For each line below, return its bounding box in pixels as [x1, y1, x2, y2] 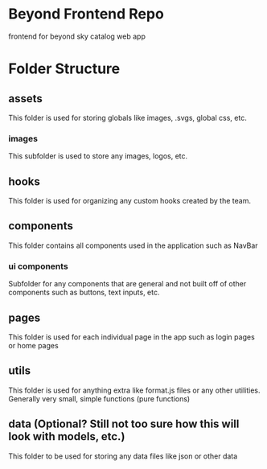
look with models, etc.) [8, 430, 125, 443]
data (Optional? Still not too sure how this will [8, 418, 240, 431]
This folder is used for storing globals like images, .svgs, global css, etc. [8, 113, 247, 122]
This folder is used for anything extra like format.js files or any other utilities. [8, 385, 261, 395]
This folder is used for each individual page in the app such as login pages [8, 331, 255, 342]
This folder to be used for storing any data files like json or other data [8, 451, 238, 461]
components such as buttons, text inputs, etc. [8, 287, 160, 298]
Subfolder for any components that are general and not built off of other [8, 279, 247, 289]
